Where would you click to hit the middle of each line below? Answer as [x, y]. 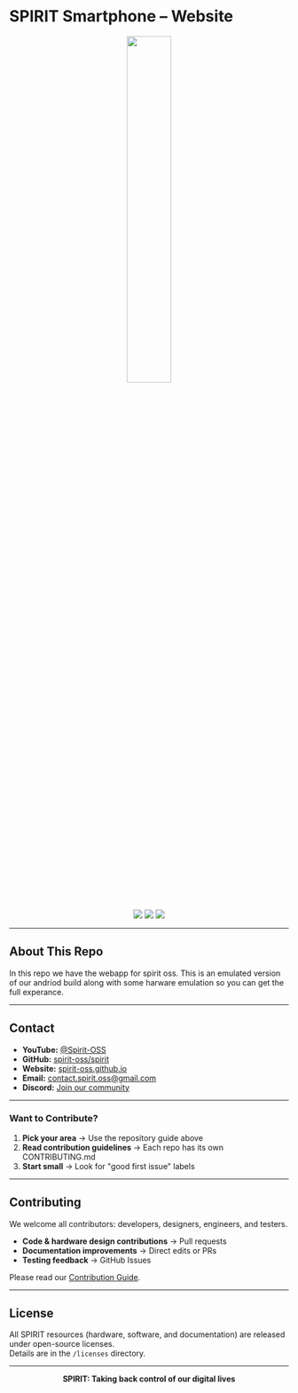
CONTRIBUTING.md [59, 1157]
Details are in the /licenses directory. [78, 1353]
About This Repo [56, 952]
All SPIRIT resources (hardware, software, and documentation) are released [147, 1334]
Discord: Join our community [76, 1087]
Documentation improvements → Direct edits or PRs [119, 1250]
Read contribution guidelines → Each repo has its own [123, 1147]
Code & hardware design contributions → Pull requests [125, 1241]
